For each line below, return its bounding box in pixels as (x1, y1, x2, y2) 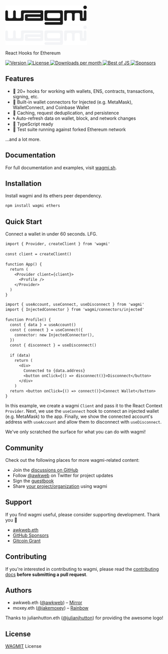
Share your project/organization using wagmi (12, 483, 107, 489)
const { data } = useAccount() (10, 322, 76, 328)
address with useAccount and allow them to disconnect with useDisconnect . (5, 419, 162, 425)
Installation (5, 179, 42, 188)
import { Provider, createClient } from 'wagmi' (5, 242, 110, 247)
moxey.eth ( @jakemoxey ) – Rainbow (12, 605, 89, 611)
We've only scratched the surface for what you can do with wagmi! (5, 429, 146, 435)
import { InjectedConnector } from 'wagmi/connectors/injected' (5, 307, 145, 312)
